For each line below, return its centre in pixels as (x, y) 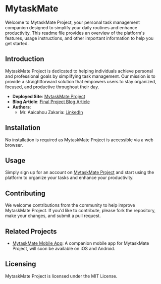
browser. (14, 145)
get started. (17, 43)
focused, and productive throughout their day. (52, 87)
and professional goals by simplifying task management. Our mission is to (80, 76)
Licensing (21, 264)
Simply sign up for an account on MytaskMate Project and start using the (80, 172)
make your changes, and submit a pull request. (53, 216)
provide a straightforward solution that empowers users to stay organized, (81, 81)
